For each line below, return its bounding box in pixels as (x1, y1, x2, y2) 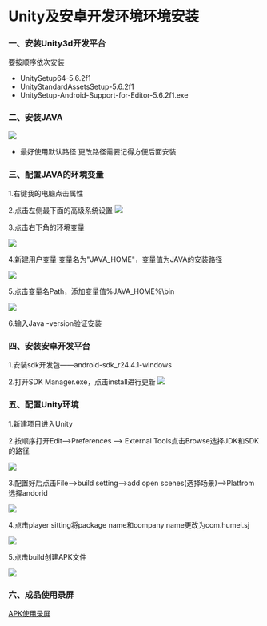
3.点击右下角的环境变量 (8, 223, 86, 232)
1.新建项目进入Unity (8, 419, 74, 428)
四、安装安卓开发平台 (8, 341, 90, 351)
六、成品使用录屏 (8, 589, 74, 600)
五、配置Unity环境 (8, 399, 79, 411)
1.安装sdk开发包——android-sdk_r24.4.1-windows (8, 360, 172, 370)
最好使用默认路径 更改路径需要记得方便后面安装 (19, 146, 177, 156)
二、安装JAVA (8, 112, 63, 123)
